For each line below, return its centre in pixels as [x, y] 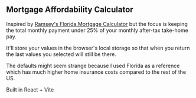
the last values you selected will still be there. [61, 54]
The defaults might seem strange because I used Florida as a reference [93, 66]
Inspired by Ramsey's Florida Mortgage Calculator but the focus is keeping [97, 24]
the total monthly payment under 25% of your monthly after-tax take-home [97, 30]
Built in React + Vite [30, 89]
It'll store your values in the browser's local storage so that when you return [98, 48]
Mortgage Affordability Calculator [70, 10]
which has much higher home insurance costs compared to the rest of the [96, 72]
